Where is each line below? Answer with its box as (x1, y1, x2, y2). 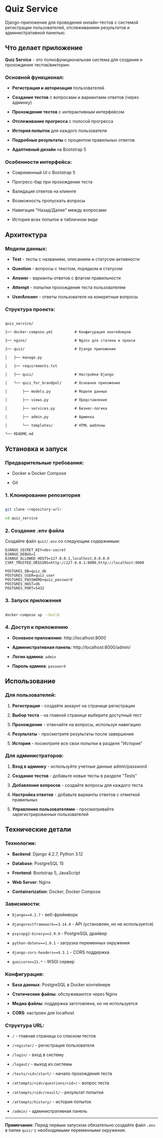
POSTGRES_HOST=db (5, 582, 40, 586)
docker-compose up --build (5, 612, 60, 617)
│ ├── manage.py (5, 355, 42, 360)
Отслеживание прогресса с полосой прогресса (12, 118, 114, 124)
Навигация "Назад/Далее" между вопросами (12, 207, 107, 213)
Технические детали (5, 826, 71, 834)
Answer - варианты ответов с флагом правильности (12, 275, 121, 281)
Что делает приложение (5, 44, 83, 52)
